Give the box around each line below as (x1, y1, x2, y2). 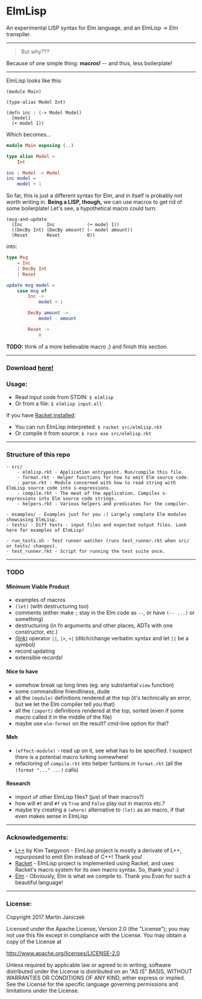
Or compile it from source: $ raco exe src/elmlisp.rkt (14, 429, 151, 436)
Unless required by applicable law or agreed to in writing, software (6, 961, 171, 968)
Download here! (6, 364, 54, 372)
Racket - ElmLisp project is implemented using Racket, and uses (14, 860, 174, 867)
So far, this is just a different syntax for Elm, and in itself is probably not (6, 192, 183, 200)
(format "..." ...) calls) (14, 766, 79, 773)
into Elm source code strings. (38, 496, 117, 502)
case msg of (17, 288, 47, 294)
